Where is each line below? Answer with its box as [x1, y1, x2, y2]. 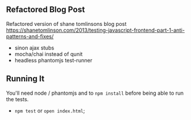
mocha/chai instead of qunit [14, 50, 83, 58]
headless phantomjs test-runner [14, 56, 93, 64]
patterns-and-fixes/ [6, 32, 54, 40]
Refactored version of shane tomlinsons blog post [6, 20, 127, 27]
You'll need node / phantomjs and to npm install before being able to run [6, 89, 184, 96]
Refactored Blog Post [6, 5, 85, 15]
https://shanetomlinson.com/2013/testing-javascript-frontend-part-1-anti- [6, 26, 185, 34]
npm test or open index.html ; [14, 107, 85, 114]
